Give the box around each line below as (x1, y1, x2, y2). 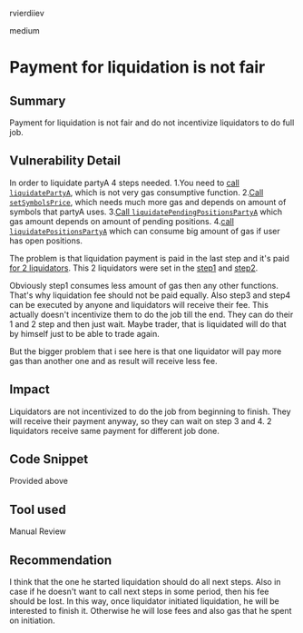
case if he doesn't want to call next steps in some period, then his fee (9, 586, 269, 598)
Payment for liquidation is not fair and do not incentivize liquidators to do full (9, 117, 295, 128)
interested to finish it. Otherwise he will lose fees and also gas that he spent (9, 606, 292, 617)
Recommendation (9, 552, 112, 568)
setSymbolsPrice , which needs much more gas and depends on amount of (9, 196, 287, 207)
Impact (9, 381, 50, 398)
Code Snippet (9, 451, 89, 467)
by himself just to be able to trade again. (9, 328, 161, 339)
